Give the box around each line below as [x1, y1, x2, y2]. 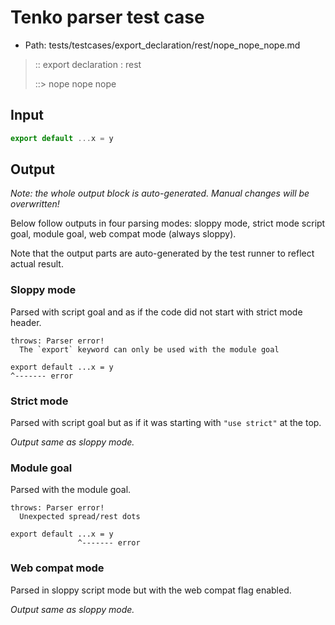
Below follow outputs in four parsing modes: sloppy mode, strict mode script [10, 217, 326, 230]
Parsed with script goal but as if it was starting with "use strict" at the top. [10, 417, 322, 429]
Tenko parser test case [10, 6, 205, 29]
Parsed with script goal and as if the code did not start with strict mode [10, 306, 303, 318]
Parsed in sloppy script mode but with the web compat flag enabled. [10, 584, 292, 596]
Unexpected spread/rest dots [19, 512, 141, 522]
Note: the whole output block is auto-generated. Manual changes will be [10, 187, 310, 200]
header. [10, 316, 42, 328]
